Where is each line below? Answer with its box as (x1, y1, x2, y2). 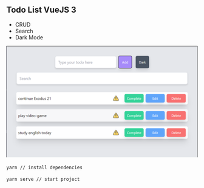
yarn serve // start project (6, 177, 80, 183)
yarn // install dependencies (6, 164, 83, 171)
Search (15, 27, 33, 34)
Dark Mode (15, 33, 44, 41)
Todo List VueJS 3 (6, 5, 77, 15)
